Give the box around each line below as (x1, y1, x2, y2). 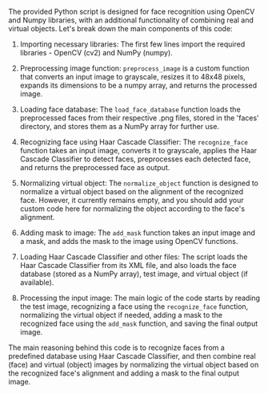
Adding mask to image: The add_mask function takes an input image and (19, 228, 256, 238)
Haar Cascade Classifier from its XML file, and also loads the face (19, 261, 238, 270)
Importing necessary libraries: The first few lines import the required (19, 39, 246, 49)
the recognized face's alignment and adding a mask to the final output (8, 368, 240, 378)
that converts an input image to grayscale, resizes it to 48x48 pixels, (19, 72, 246, 81)
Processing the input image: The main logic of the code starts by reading (19, 293, 261, 303)
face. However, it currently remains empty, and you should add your (19, 196, 244, 205)
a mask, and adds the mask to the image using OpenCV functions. (19, 237, 238, 246)
